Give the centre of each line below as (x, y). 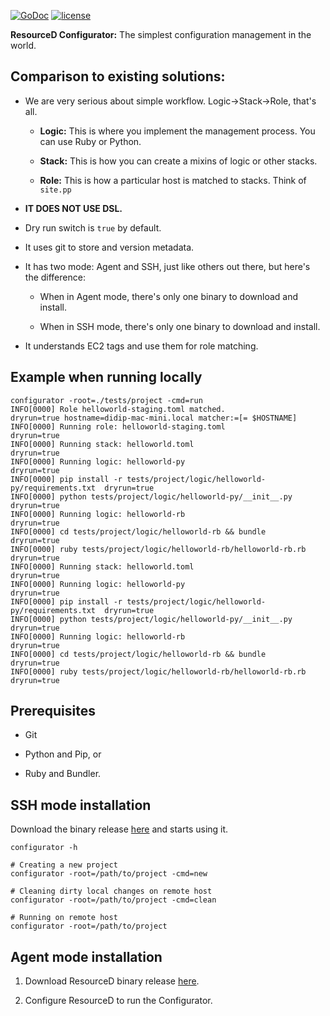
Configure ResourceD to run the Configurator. (118, 1001)
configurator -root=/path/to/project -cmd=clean (113, 900)
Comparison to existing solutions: (118, 76)
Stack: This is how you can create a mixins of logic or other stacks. (178, 161)
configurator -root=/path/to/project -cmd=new (109, 874)
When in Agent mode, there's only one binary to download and (169, 296)
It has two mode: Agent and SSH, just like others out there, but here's (167, 266)
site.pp (55, 190)
